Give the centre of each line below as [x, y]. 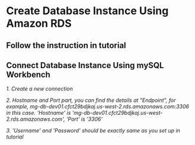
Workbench [28, 74]
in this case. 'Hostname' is [39, 113]
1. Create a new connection [39, 89]
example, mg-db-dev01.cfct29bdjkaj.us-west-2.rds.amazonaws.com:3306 [98, 107]
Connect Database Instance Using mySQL [85, 65]
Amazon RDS [39, 23]
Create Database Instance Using [87, 11]
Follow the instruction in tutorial [66, 45]
